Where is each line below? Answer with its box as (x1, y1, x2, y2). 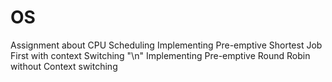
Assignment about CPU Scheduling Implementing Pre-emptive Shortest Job (10, 39, 323, 51)
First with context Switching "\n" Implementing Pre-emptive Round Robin (10, 49, 311, 61)
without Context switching (10, 60, 118, 72)
